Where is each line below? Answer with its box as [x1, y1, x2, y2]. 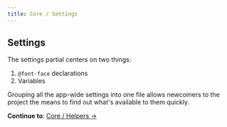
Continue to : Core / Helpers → [7, 111, 97, 121]
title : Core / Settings [7, 10, 78, 18]
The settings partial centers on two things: [7, 55, 132, 64]
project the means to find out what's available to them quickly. [7, 98, 190, 106]
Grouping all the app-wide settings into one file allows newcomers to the [7, 90, 221, 99]
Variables [17, 77, 46, 85]
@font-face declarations [17, 69, 88, 78]
